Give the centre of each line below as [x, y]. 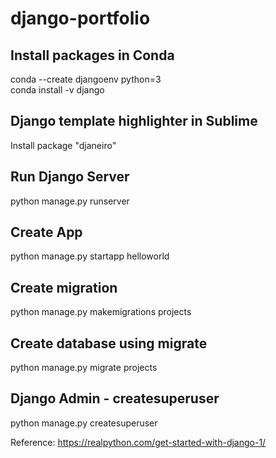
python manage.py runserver [70, 201]
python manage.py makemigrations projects [101, 312]
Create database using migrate [109, 343]
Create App [46, 232]
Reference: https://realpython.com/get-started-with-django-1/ [138, 442]
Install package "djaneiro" [63, 145]
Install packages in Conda [92, 55]
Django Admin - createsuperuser [115, 398]
